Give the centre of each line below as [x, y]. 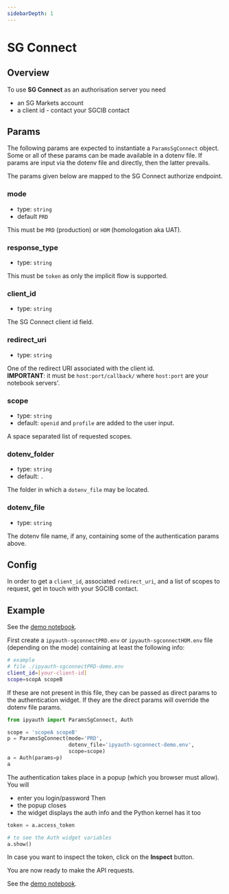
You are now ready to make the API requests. [71, 871]
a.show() [20, 844]
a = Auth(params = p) [35, 758]
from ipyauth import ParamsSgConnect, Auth [70, 720]
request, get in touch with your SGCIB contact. [73, 588]
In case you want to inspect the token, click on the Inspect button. [100, 857]
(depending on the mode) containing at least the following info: [96, 648]
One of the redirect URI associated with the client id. [81, 368]
